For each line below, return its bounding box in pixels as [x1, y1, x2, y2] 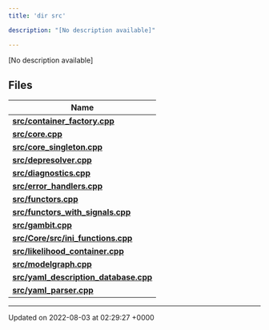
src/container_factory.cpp [12, 115, 114, 127]
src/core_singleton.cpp [12, 142, 102, 153]
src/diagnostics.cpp [12, 167, 90, 179]
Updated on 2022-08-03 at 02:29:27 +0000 [8, 313, 155, 323]
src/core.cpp [12, 129, 62, 140]
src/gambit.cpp [12, 219, 72, 231]
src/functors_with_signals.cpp [12, 207, 131, 218]
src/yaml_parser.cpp [12, 285, 94, 296]
